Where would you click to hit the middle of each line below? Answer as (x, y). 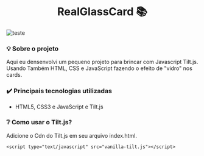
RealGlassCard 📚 (102, 12)
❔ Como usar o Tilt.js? (39, 122)
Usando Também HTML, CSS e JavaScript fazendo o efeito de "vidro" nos (100, 68)
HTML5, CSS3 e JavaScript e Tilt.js (59, 107)
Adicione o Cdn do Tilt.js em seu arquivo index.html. (72, 135)
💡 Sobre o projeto (33, 48)
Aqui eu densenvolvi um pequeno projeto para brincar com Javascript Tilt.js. (102, 62)
